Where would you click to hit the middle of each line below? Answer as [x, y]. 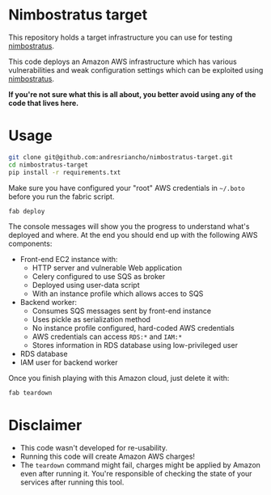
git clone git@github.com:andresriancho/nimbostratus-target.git [121, 157]
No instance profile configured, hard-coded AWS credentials [133, 328]
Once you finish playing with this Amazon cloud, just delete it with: [119, 379]
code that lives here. [44, 103]
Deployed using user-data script [86, 286]
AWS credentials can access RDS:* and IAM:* [107, 336]
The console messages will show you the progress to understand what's [129, 226]
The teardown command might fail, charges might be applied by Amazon [140, 465]
